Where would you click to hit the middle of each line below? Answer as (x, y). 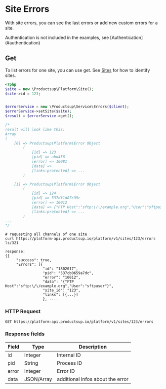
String (31, 363)
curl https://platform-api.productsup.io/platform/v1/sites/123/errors (80, 239)
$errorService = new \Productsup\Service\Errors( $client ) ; (67, 107)
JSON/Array (38, 379)
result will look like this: (35, 129)
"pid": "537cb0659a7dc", (68, 273)
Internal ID (69, 355)
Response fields (25, 334)
